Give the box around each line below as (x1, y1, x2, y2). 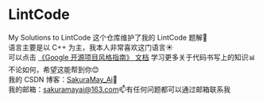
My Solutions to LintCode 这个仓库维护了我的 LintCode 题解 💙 (8, 32, 208, 42)
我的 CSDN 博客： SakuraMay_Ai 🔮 (8, 74, 118, 84)
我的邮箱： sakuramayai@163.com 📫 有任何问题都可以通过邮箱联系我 (8, 85, 231, 94)
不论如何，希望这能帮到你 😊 (8, 65, 99, 74)
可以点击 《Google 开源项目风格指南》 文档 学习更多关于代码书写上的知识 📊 (8, 52, 256, 62)
